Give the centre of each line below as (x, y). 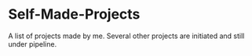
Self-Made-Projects (74, 14)
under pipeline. (33, 44)
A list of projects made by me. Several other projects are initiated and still (126, 36)
